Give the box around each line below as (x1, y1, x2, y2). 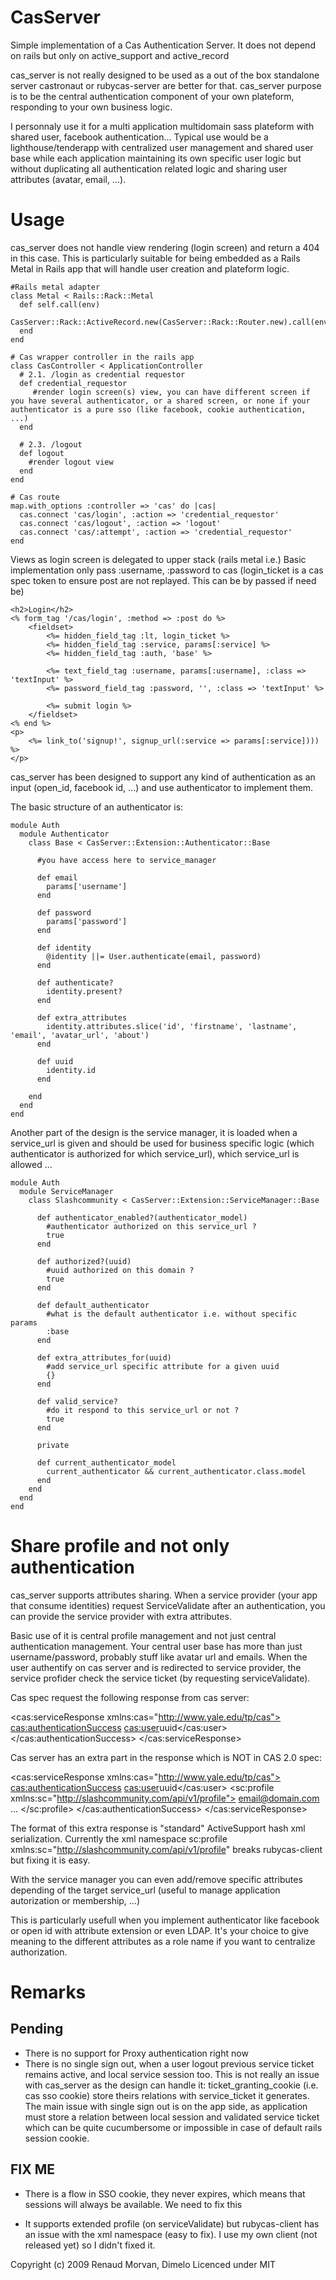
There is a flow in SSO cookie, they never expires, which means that (24, 2187, 306, 2200)
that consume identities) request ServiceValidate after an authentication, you (10, 1599, 326, 1611)
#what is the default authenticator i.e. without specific (46, 1309, 298, 1319)
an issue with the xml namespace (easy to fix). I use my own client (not (24, 2228, 318, 2240)
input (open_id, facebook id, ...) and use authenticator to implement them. (10, 781, 314, 793)
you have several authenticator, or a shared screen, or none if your (10, 396, 311, 406)
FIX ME (10, 2161, 56, 2178)
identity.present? (46, 986, 123, 996)
